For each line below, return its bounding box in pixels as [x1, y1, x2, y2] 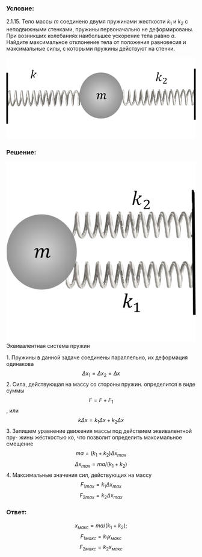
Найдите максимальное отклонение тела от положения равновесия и [6, 39, 186, 46]
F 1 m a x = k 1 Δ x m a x [80, 480, 122, 489]
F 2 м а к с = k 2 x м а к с [79, 544, 123, 552]
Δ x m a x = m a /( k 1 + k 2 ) [75, 461, 127, 469]
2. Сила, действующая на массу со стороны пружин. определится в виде [6, 380, 195, 388]
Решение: [6, 148, 37, 156]
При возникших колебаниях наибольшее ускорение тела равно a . [6, 32, 176, 40]
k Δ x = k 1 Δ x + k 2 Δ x [78, 417, 124, 426]
